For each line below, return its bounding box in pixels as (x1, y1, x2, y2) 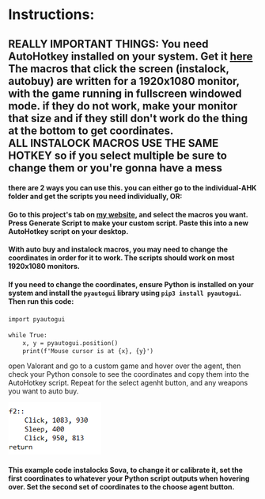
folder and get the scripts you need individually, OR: (8, 192, 183, 202)
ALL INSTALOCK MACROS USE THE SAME (8, 136, 219, 150)
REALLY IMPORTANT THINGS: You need (8, 37, 209, 51)
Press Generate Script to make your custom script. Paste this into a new (8, 218, 249, 228)
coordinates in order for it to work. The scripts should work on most (8, 253, 235, 263)
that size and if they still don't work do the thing (8, 111, 248, 125)
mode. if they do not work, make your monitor (8, 99, 238, 113)
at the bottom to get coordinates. (8, 124, 174, 137)
